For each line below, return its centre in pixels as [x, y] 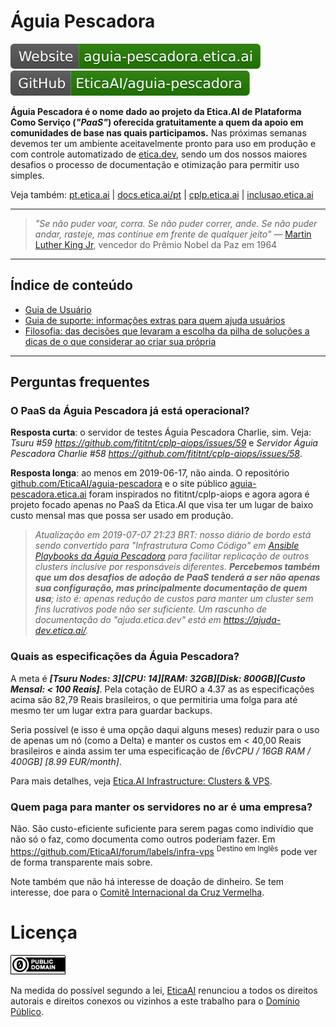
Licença [44, 932]
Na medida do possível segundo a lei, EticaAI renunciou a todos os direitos [164, 990]
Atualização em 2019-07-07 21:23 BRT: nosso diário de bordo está [173, 535]
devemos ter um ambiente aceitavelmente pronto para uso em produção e [163, 143]
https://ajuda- [252, 620]
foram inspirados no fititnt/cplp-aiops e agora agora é [199, 494]
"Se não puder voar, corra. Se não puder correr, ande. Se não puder [176, 223]
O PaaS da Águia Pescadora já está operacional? [130, 411]
